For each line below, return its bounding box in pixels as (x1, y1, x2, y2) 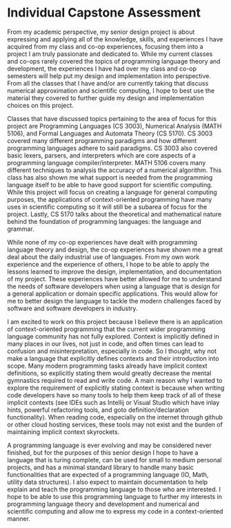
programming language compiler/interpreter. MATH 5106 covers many (7, 158, 206, 167)
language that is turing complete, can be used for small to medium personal (7, 455, 222, 464)
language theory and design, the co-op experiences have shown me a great (7, 245, 223, 254)
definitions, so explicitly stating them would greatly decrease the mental (7, 368, 212, 377)
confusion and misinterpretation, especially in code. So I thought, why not (7, 347, 217, 355)
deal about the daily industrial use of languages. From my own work (7, 252, 200, 261)
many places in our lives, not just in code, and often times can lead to (7, 339, 204, 348)
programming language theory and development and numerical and (7, 500, 199, 508)
